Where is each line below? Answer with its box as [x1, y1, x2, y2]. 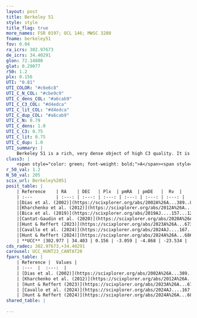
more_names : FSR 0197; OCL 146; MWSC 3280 [6, 31, 111, 36]
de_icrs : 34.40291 [6, 52, 51, 58]
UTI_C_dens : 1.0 [6, 123, 46, 129]
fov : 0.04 [6, 42, 30, 48]
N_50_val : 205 [6, 172, 41, 178]
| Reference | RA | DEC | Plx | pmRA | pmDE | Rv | [16, 188, 182, 194]
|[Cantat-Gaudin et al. [16, 216, 75, 222]
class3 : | [6, 156, 30, 162]
